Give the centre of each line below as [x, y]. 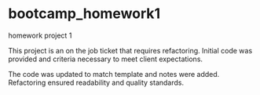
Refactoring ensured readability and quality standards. [96, 82]
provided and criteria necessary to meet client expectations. [105, 59]
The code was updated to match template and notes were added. [114, 74]
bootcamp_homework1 [84, 14]
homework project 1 [40, 35]
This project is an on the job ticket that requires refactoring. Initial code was [130, 50]
